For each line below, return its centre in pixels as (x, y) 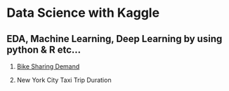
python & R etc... (44, 49)
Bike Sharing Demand (48, 66)
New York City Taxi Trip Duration (64, 80)
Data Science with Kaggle (83, 13)
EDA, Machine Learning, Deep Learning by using (115, 39)
